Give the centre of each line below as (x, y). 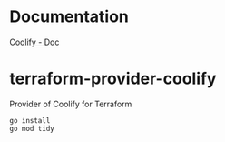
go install (30, 120)
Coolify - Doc (34, 42)
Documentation (69, 17)
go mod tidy (32, 128)
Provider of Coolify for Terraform (71, 104)
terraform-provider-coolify (113, 79)
